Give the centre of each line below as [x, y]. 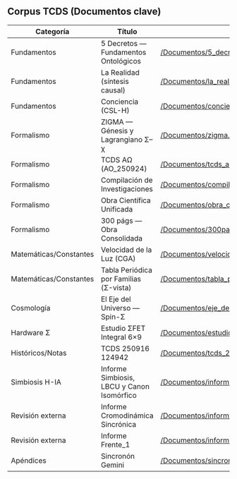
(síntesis [115, 81]
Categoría [52, 31]
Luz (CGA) [119, 258]
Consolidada [122, 238]
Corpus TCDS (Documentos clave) [84, 12]
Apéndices [29, 460]
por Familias [121, 279]
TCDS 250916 [126, 348]
